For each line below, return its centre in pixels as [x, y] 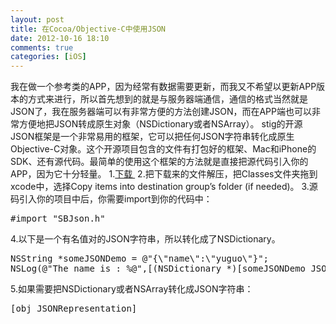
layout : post [37, 19]
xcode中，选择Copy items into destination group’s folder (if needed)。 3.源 [164, 187]
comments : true [42, 47]
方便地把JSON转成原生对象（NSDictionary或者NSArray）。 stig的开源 [160, 124]
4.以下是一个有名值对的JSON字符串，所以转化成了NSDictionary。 [145, 239]
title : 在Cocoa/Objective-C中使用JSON [88, 29]
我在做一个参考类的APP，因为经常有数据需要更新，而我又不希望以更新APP [163, 87]
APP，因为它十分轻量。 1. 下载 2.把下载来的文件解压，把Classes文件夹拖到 [164, 174]
